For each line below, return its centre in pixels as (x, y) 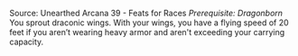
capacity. (27, 42)
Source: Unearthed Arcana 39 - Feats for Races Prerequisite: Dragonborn (146, 13)
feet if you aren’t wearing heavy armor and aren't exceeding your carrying (147, 32)
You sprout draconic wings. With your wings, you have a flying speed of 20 (149, 23)
